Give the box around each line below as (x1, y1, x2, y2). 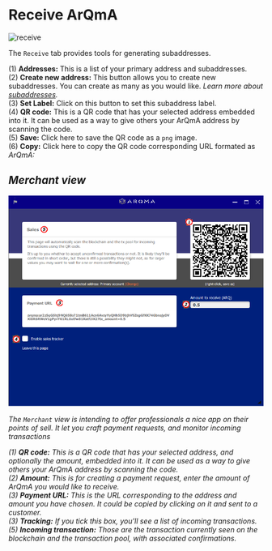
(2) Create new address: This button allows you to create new (8, 72, 216, 82)
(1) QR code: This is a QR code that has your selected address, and (8, 447, 234, 457)
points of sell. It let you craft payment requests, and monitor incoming (8, 423, 241, 433)
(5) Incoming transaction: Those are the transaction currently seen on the (8, 524, 258, 534)
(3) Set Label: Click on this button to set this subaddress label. (8, 98, 217, 108)
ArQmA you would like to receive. (8, 481, 120, 491)
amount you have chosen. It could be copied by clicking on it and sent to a (8, 498, 258, 508)
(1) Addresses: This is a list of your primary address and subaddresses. (8, 63, 248, 74)
